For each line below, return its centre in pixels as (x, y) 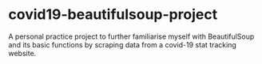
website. (22, 53)
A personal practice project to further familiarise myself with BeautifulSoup (131, 36)
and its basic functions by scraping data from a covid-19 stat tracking (123, 44)
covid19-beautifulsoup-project (113, 15)
